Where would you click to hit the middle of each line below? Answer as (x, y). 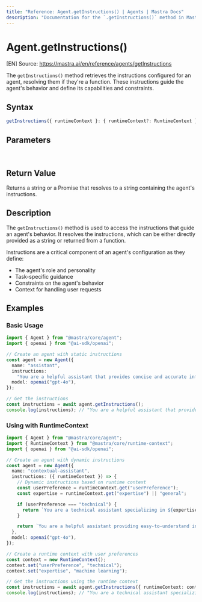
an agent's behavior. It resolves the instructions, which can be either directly (101, 234)
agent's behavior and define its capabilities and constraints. (80, 88)
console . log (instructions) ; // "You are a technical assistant (87, 593)
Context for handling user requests (58, 289)
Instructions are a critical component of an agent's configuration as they (96, 252)
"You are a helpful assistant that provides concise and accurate (102, 377)
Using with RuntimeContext (47, 425)
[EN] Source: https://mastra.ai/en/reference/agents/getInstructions (89, 64)
